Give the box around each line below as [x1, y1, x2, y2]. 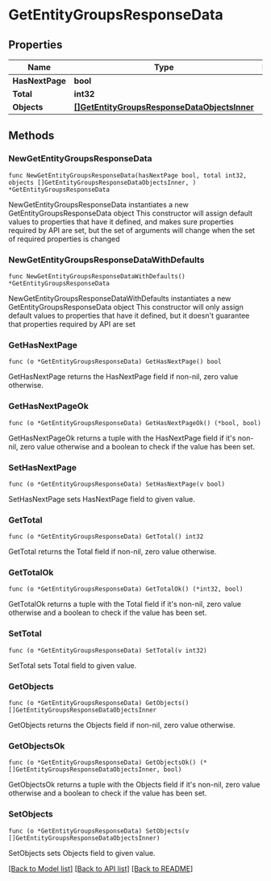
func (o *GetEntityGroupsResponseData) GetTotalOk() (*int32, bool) [8, 585, 244, 594]
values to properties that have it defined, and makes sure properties [8, 216, 234, 227]
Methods [8, 129, 55, 143]
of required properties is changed [8, 234, 120, 244]
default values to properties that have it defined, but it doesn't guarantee [8, 311, 250, 320]
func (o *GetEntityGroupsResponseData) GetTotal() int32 [8, 532, 204, 541]
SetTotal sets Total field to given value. [8, 660, 137, 670]
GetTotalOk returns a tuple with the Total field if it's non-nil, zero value [8, 599, 242, 609]
